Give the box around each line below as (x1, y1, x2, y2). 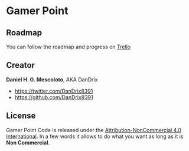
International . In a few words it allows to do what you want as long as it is (6, 133, 184, 140)
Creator (6, 60, 35, 70)
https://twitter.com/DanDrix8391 (14, 87, 93, 94)
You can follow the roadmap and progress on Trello (6, 43, 131, 50)
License (6, 111, 36, 121)
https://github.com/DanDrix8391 (14, 93, 93, 101)
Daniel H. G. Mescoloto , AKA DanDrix (6, 75, 98, 83)
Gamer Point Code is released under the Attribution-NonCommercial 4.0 (6, 126, 182, 133)
